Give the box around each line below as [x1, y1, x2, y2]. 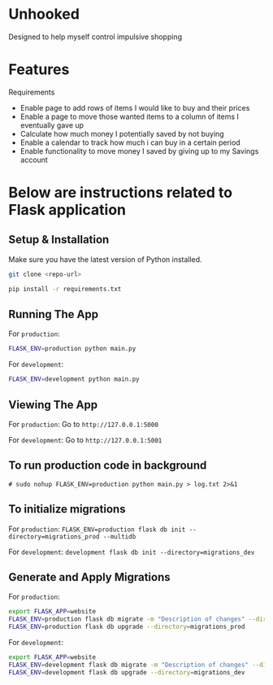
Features [8, 60, 70, 79]
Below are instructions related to [8, 184, 233, 202]
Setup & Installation [8, 233, 110, 247]
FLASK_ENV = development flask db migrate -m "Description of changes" [8, 661, 249, 669]
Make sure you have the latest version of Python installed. [8, 254, 202, 264]
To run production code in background [8, 459, 207, 473]
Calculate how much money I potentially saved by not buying [19, 129, 225, 138]
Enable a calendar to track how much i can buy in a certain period [19, 137, 241, 147]
